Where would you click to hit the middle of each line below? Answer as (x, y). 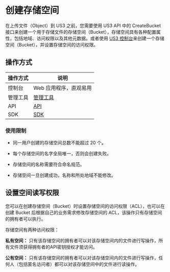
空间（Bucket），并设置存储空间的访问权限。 (52, 44)
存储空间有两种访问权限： (32, 230)
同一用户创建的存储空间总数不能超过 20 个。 (59, 143)
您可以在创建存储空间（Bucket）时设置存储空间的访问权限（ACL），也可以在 (85, 206)
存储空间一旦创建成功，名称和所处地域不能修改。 (64, 175)
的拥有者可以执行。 (26, 219)
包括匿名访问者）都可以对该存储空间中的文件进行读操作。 (79, 264)
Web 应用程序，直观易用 (63, 88)
